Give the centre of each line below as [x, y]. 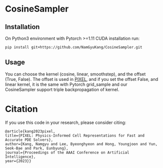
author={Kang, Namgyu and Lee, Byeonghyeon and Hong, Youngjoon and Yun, [81, 144]
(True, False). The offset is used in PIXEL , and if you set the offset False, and [82, 79]
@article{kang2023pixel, [30, 131]
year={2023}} [18, 161]
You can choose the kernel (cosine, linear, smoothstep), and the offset [75, 74]
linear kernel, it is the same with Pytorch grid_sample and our [66, 84]
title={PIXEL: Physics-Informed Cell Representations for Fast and [75, 136]
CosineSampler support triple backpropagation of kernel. [62, 89]
